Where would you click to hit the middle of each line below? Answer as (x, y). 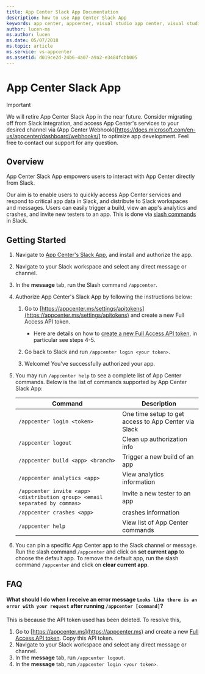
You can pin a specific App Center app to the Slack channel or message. (106, 546)
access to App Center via (158, 421)
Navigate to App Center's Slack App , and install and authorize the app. (104, 255)
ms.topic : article (30, 46)
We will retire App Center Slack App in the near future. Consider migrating (99, 116)
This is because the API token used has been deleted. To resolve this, (94, 620)
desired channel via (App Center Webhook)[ (62, 130)
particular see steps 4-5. (64, 340)
